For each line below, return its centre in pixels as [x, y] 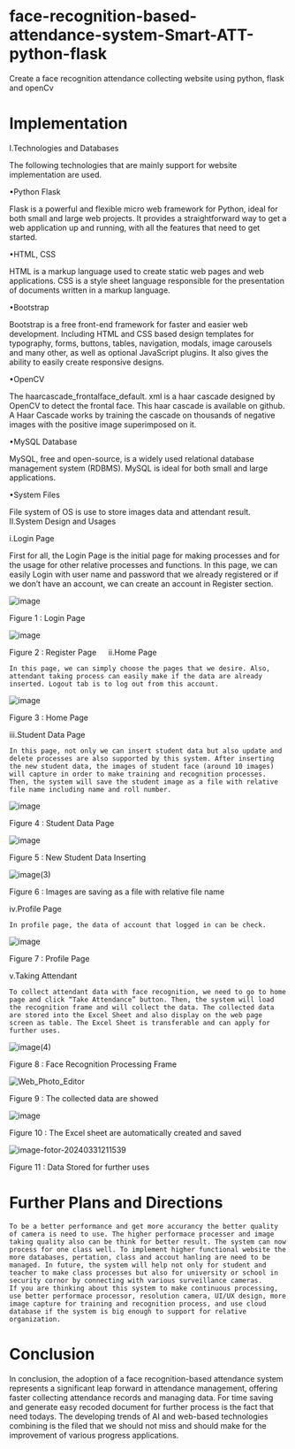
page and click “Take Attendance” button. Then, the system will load [142, 1000]
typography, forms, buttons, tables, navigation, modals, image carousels [140, 343]
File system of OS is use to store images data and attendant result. [130, 511]
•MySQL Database [43, 441]
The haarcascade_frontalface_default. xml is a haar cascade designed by [142, 396]
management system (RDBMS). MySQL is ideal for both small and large [139, 468]
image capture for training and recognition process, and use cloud [138, 1303]
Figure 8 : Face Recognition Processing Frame [93, 1064]
